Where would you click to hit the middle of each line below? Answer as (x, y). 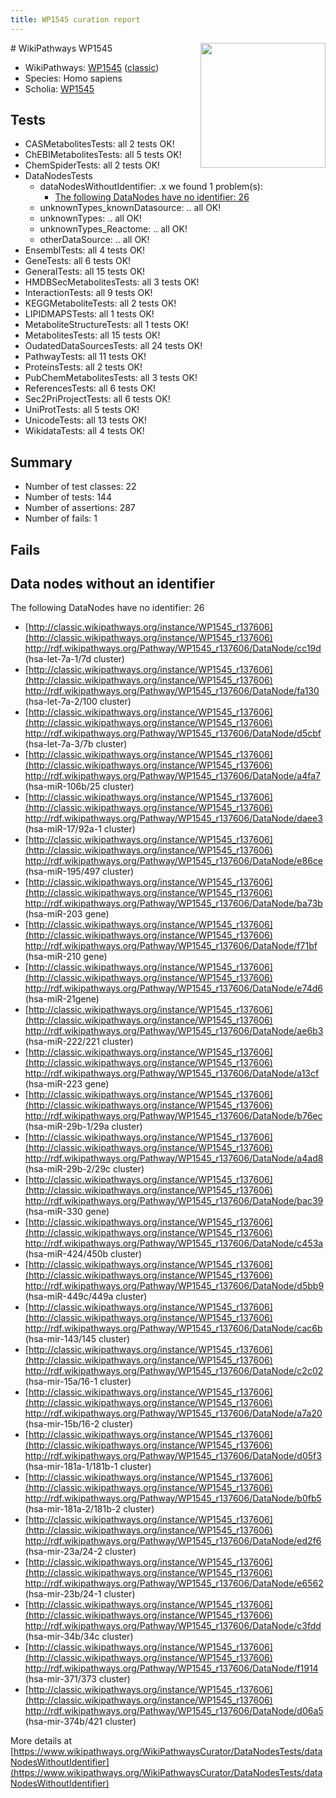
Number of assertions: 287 (80, 508)
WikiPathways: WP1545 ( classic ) (92, 67)
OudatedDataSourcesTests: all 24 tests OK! (113, 346)
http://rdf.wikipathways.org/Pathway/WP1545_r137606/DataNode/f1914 (171, 1668)
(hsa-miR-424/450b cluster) (83, 1254)
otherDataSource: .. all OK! (94, 240)
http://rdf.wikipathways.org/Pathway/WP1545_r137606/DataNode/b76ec (173, 1116)
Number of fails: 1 (61, 518)
